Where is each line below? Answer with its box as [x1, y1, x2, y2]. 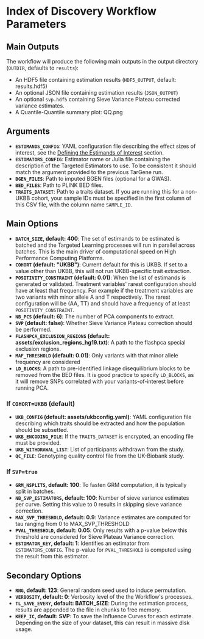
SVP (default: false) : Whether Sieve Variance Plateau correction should [15, 319, 192, 326]
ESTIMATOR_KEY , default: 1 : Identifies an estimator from [15, 539, 150, 547]
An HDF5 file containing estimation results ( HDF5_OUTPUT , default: [15, 76, 177, 83]
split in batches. [15, 487, 55, 495]
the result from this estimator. [15, 553, 90, 560]
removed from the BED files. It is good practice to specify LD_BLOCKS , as [15, 371, 194, 378]
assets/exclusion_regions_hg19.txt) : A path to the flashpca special [15, 338, 186, 346]
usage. [15, 626, 33, 633]
